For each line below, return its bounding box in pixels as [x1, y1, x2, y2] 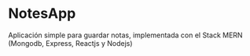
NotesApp [8, 5, 76, 23]
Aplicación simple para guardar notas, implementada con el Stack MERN [8, 30, 243, 40]
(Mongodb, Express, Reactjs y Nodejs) [8, 38, 133, 47]
